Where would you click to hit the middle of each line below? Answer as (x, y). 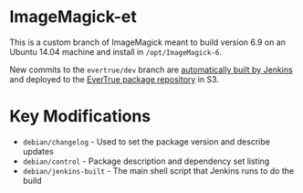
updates (38, 151)
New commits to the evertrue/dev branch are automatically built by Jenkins (151, 70)
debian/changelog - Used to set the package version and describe (146, 141)
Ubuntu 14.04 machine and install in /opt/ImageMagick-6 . (115, 51)
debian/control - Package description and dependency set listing (146, 161)
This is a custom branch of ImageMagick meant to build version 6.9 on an (147, 42)
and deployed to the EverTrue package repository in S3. (114, 79)
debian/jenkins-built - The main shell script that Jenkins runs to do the (158, 170)
